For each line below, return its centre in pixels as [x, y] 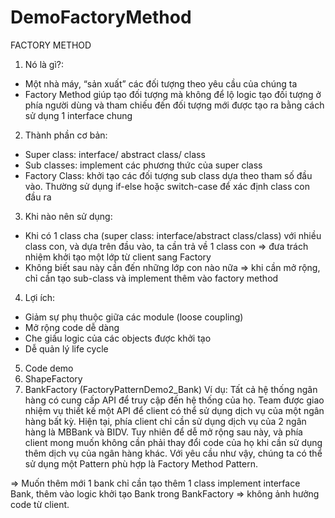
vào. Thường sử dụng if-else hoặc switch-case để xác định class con [167, 186]
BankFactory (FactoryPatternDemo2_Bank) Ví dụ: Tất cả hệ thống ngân [171, 389]
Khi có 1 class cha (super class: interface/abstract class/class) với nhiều [173, 235]
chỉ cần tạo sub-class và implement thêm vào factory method [151, 278]
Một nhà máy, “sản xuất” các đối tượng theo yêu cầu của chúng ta [161, 83]
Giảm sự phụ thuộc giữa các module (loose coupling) [134, 317]
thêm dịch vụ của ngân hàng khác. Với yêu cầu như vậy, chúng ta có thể [173, 453]
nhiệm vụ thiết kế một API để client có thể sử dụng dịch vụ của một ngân [174, 410]
